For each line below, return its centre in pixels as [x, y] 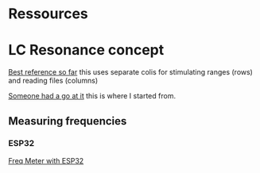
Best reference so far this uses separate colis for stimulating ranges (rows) [130, 72]
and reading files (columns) [53, 81]
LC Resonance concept [86, 50]
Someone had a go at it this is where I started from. [92, 96]
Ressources [49, 14]
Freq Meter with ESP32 [46, 160]
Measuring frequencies [68, 121]
